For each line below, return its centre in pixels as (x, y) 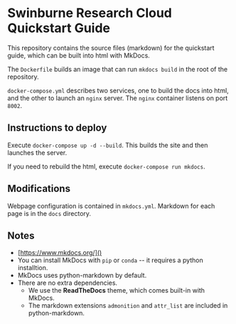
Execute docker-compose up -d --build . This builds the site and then (108, 145)
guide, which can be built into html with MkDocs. (79, 55)
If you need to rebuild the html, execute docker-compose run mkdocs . (106, 166)
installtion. (33, 268)
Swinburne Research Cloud (90, 13)
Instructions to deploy (57, 128)
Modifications (39, 189)
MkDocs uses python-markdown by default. (82, 276)
